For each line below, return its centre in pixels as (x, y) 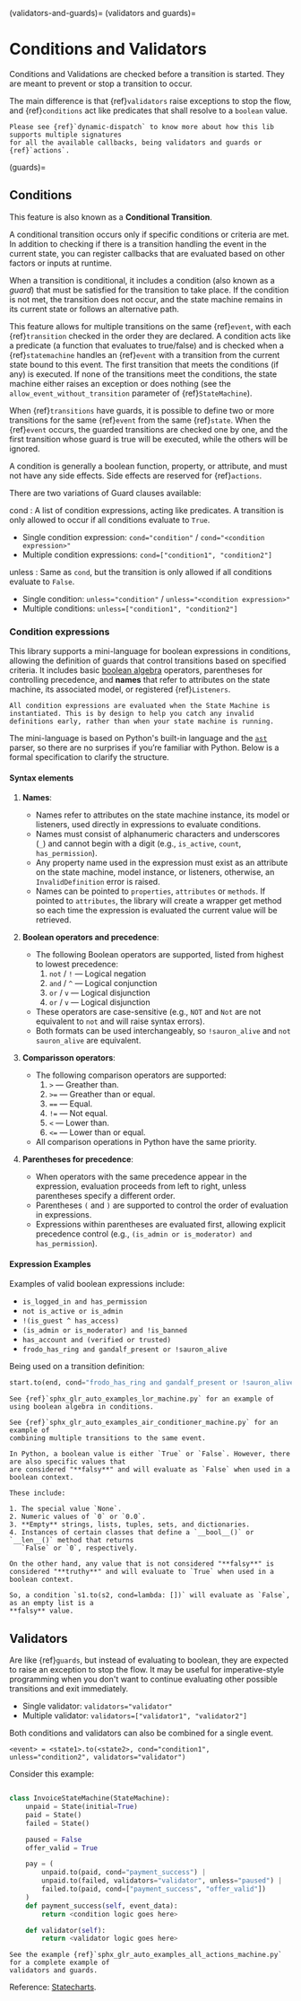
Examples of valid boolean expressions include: (97, 1284)
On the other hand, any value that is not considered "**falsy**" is (142, 1564)
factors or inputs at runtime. (60, 263)
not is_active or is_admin (73, 1312)
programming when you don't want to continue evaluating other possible (143, 1679)
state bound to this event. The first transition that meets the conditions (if (144, 364)
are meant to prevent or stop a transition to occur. (101, 83)
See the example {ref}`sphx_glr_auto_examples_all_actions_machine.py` (146, 1955)
